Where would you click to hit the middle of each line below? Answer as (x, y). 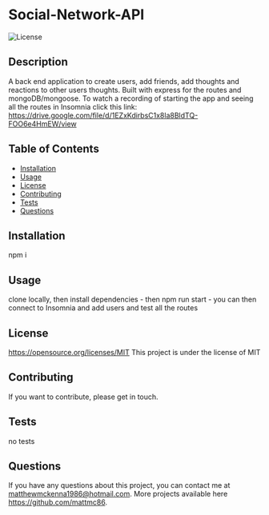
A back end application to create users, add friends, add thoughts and (124, 81)
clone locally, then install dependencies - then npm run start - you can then (132, 299)
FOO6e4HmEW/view (43, 124)
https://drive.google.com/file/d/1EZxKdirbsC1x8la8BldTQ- (103, 115)
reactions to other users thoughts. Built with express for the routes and (125, 90)
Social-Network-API (76, 15)
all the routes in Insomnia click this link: (73, 106)
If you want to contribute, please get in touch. (83, 397)
